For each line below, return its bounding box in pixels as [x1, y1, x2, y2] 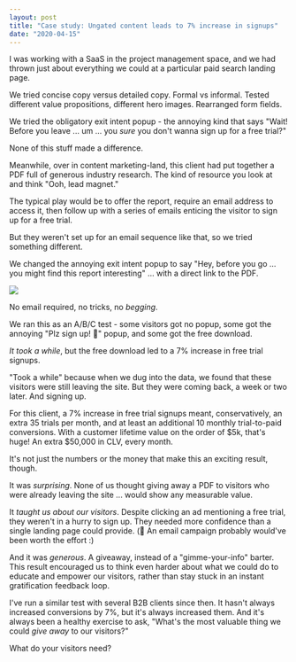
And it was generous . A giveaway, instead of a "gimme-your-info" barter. [9, 552, 275, 563]
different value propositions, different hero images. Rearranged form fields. [9, 99, 283, 110]
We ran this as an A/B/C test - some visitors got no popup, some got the [9, 319, 272, 330]
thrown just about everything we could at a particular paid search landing [9, 63, 276, 74]
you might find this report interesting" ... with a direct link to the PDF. [9, 268, 259, 279]
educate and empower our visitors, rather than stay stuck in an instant [9, 571, 265, 581]
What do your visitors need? [9, 643, 112, 654]
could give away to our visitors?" [9, 626, 130, 636]
